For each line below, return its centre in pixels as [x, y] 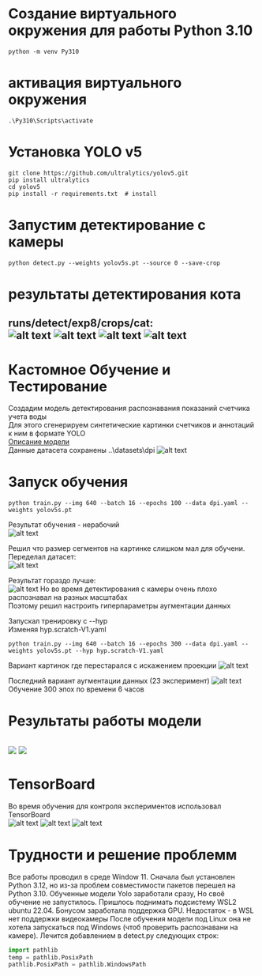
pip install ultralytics [49, 180]
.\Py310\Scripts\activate [51, 121]
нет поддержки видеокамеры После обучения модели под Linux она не [129, 918]
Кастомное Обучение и [90, 369]
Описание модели [39, 442]
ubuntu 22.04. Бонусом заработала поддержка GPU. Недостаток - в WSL [131, 910]
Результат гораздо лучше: [52, 581]
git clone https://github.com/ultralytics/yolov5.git [99, 173]
